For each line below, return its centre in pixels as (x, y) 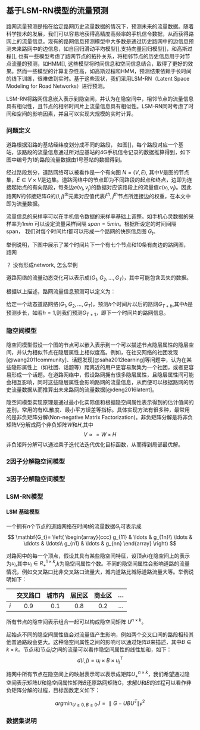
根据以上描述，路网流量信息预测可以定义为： (61, 292)
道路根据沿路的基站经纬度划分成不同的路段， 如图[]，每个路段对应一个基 (95, 145)
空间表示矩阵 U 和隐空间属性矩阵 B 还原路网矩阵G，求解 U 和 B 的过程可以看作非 (99, 682)
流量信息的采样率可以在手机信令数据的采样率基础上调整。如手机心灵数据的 (97, 216)
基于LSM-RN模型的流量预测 (57, 11)
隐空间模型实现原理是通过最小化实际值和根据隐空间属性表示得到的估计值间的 (100, 403)
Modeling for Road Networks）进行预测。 (57, 86)
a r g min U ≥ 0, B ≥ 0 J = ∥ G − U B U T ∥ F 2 (100, 703)
